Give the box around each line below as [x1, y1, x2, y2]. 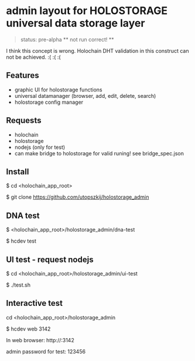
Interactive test [6, 298, 63, 308]
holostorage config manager [14, 98, 84, 105]
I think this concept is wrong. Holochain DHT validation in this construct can [6, 47, 189, 54]
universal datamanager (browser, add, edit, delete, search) [14, 92, 156, 99]
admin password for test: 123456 [6, 348, 86, 355]
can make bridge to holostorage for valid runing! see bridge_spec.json [14, 149, 184, 156]
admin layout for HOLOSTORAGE [6, 4, 168, 18]
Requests [6, 115, 42, 125]
